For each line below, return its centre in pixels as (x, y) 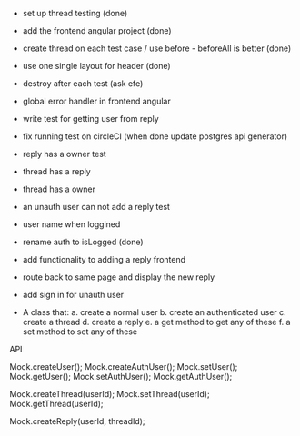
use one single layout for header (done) (96, 66)
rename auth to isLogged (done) (83, 242)
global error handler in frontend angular (96, 101)
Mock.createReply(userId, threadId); (77, 421)
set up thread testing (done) (75, 13)
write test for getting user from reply (90, 119)
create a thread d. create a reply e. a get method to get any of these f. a (156, 322)
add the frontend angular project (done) (97, 30)
